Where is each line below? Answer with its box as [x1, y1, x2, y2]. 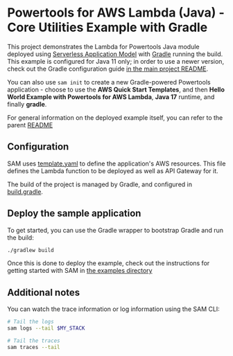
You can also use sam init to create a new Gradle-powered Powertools [7, 78, 211, 86]
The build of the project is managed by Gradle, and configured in [7, 180, 193, 188]
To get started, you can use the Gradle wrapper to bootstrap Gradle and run [7, 226, 224, 234]
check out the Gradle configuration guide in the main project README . [7, 64, 209, 73]
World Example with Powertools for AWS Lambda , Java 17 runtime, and [7, 92, 215, 101]
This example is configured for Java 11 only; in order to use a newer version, [7, 57, 224, 65]
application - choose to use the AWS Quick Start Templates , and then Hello [7, 85, 225, 94]
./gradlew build [7, 247, 54, 253]
